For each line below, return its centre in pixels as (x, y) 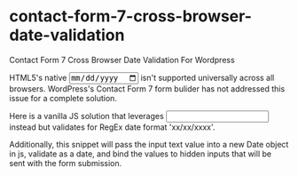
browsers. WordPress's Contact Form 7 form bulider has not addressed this (147, 89)
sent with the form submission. (66, 164)
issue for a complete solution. (63, 99)
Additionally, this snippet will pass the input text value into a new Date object (149, 145)
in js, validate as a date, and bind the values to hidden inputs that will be (141, 154)
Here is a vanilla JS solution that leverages (86, 116)
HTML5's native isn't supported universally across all (142, 78)
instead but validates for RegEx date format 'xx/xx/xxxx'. (112, 127)
